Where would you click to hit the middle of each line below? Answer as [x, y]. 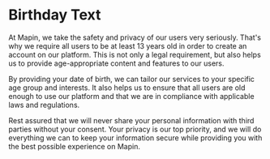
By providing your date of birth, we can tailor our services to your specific [132, 79]
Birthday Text [55, 15]
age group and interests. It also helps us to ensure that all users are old [127, 88]
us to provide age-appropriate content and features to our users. [116, 63]
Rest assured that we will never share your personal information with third [131, 120]
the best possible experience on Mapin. [74, 146]
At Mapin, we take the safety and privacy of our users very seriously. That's [135, 37]
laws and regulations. [44, 105]
